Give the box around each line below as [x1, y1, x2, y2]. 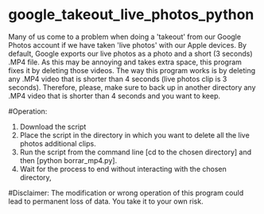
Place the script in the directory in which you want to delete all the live [19, 130, 250, 140]
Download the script [19, 122, 87, 131]
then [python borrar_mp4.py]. [19, 155, 118, 165]
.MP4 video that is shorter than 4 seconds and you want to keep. [8, 91, 221, 100]
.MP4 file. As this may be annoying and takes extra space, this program [8, 57, 243, 67]
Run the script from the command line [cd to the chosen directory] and [19, 147, 252, 157]
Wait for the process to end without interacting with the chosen [19, 164, 227, 173]
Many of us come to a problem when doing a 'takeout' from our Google [8, 32, 241, 41]
